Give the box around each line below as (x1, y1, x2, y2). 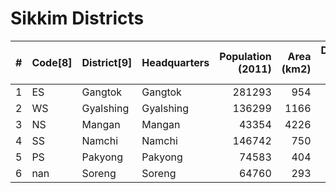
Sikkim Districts (10, 7, 145, 30)
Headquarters (141, 55, 210, 69)
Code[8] (31, 55, 73, 69)
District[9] (81, 55, 133, 69)
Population (219, 49, 272, 63)
